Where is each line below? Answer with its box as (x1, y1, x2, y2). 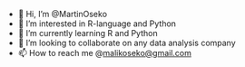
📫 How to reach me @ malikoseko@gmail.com (17, 48, 192, 58)
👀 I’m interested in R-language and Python (17, 18, 177, 29)
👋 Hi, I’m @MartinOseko (17, 9, 107, 19)
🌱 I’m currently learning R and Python (17, 28, 158, 38)
